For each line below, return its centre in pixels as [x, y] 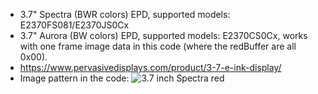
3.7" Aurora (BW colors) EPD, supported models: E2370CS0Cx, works [163, 35]
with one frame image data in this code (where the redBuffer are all [158, 46]
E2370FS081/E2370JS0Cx [74, 25]
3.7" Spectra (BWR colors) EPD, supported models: [125, 14]
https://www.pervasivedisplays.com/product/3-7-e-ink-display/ [150, 67]
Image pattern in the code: [74, 78]
